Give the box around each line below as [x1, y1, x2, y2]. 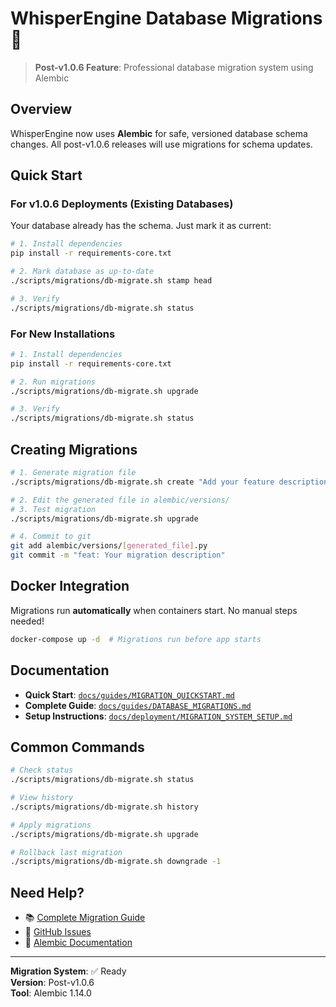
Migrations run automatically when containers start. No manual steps [10, 604, 298, 616]
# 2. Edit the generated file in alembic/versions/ [10, 495, 230, 505]
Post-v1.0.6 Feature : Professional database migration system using [34, 61, 314, 73]
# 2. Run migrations [10, 377, 97, 387]
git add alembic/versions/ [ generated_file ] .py [10, 541, 208, 551]
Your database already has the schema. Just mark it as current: [10, 220, 272, 232]
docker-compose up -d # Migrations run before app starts [10, 634, 262, 644]
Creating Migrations [10, 441, 138, 458]
